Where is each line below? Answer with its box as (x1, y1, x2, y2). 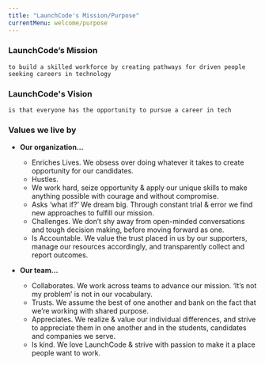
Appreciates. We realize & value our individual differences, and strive (31, 314, 256, 325)
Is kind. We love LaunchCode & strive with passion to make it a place (31, 340, 256, 349)
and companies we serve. (31, 332, 116, 341)
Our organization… (19, 143, 85, 152)
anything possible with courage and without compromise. (31, 192, 219, 201)
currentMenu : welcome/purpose (8, 19, 108, 27)
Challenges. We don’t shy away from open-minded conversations (31, 217, 245, 226)
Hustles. (31, 175, 59, 184)
